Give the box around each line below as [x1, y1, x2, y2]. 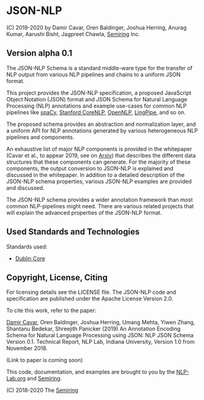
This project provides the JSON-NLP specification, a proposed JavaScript [6, 89, 192, 96]
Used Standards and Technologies [6, 227, 140, 237]
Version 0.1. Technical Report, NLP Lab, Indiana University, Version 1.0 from [6, 338, 195, 346]
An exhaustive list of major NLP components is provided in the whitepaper [6, 145, 192, 153]
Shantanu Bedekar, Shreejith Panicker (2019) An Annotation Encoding [6, 325, 181, 333]
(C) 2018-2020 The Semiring [6, 387, 79, 394]
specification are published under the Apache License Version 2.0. [6, 295, 174, 302]
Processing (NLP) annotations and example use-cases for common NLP [6, 102, 187, 109]
